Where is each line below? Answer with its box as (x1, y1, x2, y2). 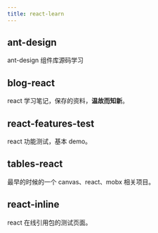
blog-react (7, 77, 55, 89)
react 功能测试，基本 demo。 (7, 137, 92, 145)
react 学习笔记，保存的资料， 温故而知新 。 (7, 97, 129, 105)
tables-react (7, 158, 63, 170)
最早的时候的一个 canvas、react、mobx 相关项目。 (7, 177, 155, 186)
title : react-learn (7, 10, 65, 18)
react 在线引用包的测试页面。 (7, 218, 92, 227)
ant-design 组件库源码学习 (7, 56, 84, 64)
